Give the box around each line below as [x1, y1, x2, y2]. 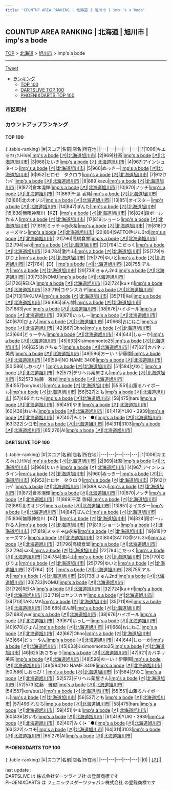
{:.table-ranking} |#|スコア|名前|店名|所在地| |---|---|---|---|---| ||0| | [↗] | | [5, 756, 162, 762]
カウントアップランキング [5, 121, 68, 128]
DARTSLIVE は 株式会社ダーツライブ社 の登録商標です [5, 773, 119, 779]
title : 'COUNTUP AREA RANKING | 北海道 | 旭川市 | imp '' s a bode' [5, 7, 145, 13]
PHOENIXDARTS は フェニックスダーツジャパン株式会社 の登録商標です [5, 779, 156, 785]
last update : [5, 766, 32, 773]
